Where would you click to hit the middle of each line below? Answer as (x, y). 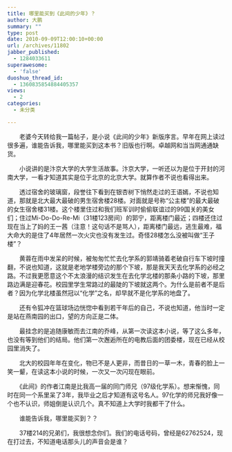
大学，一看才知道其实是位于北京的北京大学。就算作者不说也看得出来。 (113, 177)
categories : (24, 104)
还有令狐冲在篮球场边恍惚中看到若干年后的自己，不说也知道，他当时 (116, 308)
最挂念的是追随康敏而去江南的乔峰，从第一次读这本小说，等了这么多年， (122, 331)
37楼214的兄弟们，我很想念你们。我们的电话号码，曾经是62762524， (118, 433)
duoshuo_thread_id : (35, 78)
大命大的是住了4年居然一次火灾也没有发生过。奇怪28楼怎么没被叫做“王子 (111, 235)
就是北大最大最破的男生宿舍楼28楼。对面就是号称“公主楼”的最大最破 (122, 200)
